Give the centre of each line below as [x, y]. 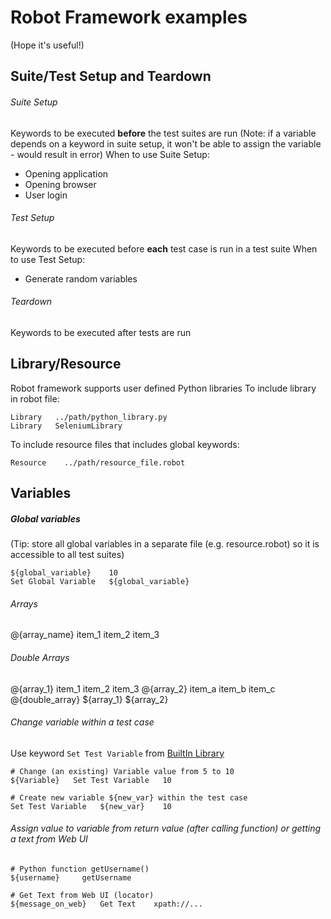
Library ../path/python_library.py [89, 417]
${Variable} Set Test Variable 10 [91, 780]
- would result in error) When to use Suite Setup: [110, 154]
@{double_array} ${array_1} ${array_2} [89, 699]
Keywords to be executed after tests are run [101, 332]
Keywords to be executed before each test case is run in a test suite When [164, 248]
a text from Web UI [49, 839]
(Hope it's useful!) [47, 45]
